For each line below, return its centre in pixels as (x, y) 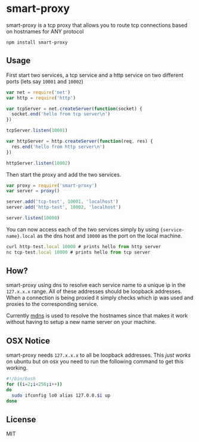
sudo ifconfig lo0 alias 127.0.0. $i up (61, 395)
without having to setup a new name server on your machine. (81, 322)
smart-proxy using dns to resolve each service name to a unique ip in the (96, 285)
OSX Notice (28, 341)
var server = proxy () (33, 191)
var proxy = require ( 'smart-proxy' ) (52, 186)
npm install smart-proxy (37, 42)
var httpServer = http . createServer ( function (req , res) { (80, 141)
